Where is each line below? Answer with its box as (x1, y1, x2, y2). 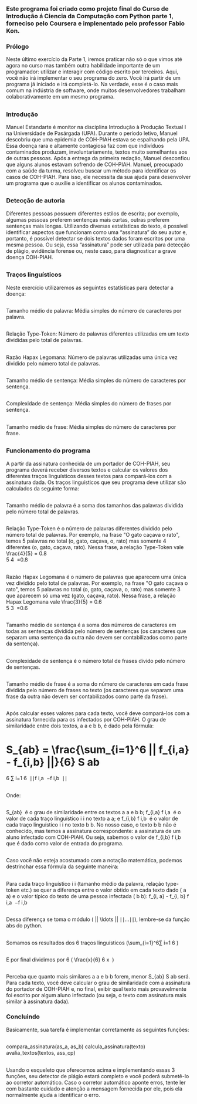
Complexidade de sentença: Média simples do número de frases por (6, 400, 172, 407)
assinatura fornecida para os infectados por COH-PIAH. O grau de (6, 716, 166, 723)
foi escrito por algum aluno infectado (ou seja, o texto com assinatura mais (6, 992, 186, 999)
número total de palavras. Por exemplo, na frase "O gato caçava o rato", (6, 531, 180, 539)
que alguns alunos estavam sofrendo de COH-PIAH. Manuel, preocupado (6, 161, 184, 168)
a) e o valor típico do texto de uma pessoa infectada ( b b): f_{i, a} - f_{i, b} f (6, 892, 189, 899)
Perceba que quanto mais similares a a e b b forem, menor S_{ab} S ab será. (6, 973, 191, 980)
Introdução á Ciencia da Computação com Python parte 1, (6, 12, 174, 20)
